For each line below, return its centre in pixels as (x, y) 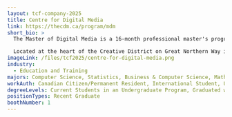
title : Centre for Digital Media (55, 20)
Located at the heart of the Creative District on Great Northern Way (117, 52)
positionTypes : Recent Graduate (54, 96)
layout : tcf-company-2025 (44, 13)
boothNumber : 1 (29, 103)
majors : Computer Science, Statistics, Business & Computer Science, (109, 77)
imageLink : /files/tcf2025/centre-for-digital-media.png (91, 58)
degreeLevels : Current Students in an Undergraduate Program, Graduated (114, 90)
